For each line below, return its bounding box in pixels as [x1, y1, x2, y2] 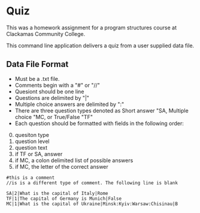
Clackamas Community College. [6, 30, 86, 37]
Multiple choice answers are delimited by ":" [14, 101, 125, 108]
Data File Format [6, 59, 69, 69]
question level [14, 138, 50, 145]
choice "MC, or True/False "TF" [14, 113, 93, 120]
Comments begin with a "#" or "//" [14, 81, 101, 89]
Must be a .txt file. [14, 75, 60, 82]
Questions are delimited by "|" [14, 94, 90, 101]
